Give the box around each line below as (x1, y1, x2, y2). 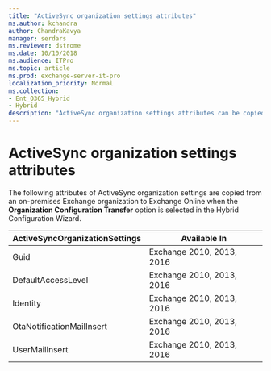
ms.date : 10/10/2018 (8, 49, 78, 57)
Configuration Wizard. (8, 213, 82, 223)
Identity (12, 298, 42, 309)
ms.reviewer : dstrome (8, 42, 81, 50)
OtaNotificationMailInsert (12, 320, 107, 331)
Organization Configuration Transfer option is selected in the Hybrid (8, 205, 240, 215)
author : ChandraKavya (8, 27, 81, 35)
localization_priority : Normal (8, 79, 114, 87)
